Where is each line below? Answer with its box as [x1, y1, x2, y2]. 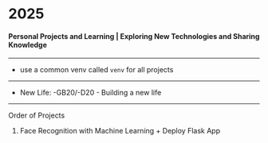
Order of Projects [8, 110, 65, 120]
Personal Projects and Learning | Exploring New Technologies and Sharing [8, 31, 260, 41]
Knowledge [8, 40, 48, 49]
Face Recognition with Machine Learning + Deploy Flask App [19, 126, 221, 136]
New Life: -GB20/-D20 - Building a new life [19, 88, 162, 98]
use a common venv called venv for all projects [19, 65, 174, 75]
